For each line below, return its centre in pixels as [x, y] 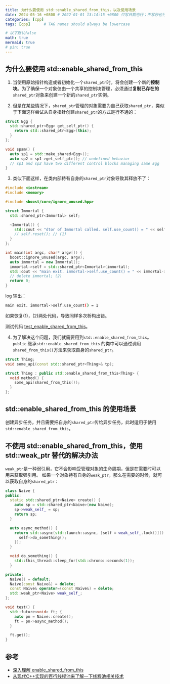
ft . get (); [20, 635]
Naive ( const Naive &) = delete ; [43, 584]
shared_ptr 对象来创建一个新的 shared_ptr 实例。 [62, 95]
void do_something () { [34, 556]
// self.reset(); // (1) [40, 234]
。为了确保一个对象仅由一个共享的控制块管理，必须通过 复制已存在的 [88, 88]
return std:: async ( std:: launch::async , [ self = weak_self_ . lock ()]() [89, 533]
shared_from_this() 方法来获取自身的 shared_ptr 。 [64, 350]
